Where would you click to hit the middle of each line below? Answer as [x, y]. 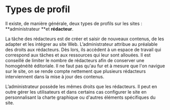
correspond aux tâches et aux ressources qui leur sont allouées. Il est [78, 55]
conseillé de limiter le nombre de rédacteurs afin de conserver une [75, 60]
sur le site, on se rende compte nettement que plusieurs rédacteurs [76, 71]
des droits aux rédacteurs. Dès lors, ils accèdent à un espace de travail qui [83, 49]
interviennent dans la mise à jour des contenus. [55, 76]
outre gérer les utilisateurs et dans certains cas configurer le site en [76, 92]
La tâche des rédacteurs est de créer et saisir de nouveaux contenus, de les [85, 39]
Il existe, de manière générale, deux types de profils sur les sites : [74, 23]
